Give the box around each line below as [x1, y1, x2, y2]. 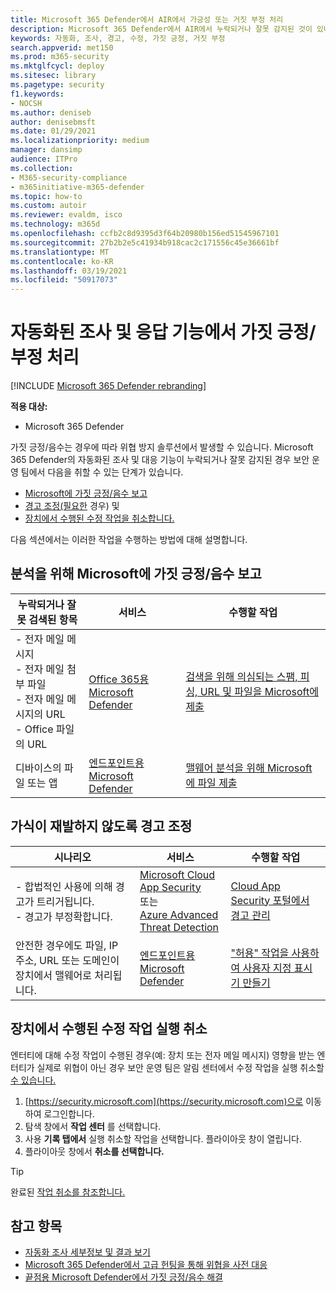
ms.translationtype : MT [10, 247, 110, 257]
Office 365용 [88, 672, 150, 686]
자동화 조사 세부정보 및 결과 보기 [24, 1246, 151, 1258]
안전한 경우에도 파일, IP [15, 938, 119, 952]
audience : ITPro [10, 154, 78, 164]
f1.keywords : [10, 89, 65, 99]
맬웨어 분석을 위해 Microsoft [185, 761, 313, 775]
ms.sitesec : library [10, 71, 97, 81]
